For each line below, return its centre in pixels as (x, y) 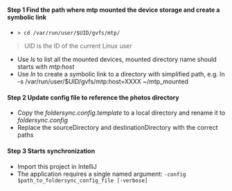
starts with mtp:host (46, 67)
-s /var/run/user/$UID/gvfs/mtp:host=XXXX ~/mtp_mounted (103, 82)
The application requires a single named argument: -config (101, 174)
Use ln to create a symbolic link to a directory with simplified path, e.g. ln (121, 74)
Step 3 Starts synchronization (51, 151)
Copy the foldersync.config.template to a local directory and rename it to (121, 113)
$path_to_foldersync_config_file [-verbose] (82, 181)
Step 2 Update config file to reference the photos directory (93, 97)
